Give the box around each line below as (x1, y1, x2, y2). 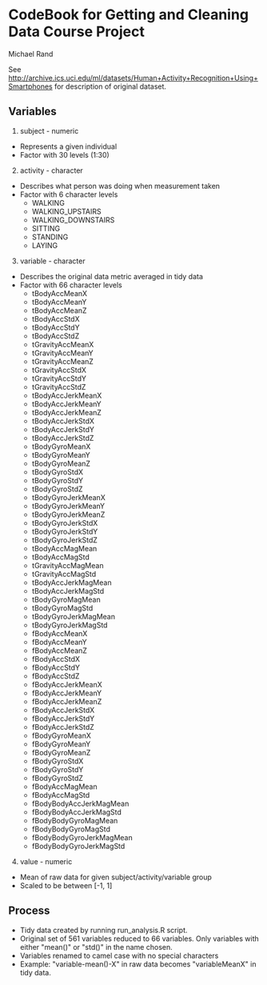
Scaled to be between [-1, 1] (19, 880, 113, 890)
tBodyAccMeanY (31, 297, 87, 306)
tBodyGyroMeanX (31, 442, 91, 451)
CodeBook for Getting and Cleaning (8, 6, 249, 24)
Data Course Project (8, 22, 145, 41)
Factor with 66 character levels (19, 280, 122, 290)
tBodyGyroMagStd (31, 603, 94, 613)
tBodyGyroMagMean (31, 595, 102, 604)
